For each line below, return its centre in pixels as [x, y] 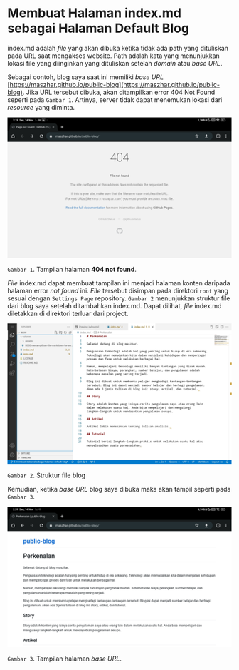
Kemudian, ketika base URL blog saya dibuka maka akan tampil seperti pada [119, 489]
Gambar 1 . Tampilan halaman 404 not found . [72, 269]
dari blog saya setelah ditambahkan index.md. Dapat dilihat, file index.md [115, 305]
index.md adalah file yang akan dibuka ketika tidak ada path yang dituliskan [118, 48]
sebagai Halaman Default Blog [99, 28]
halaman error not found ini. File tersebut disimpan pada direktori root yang [118, 290]
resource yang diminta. [41, 107]
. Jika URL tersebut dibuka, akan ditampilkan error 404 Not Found [119, 92]
